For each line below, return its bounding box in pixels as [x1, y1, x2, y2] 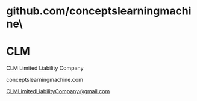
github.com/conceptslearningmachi [6, 4, 192, 18]
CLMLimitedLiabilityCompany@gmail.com [6, 88, 110, 95]
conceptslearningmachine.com [6, 76, 83, 84]
